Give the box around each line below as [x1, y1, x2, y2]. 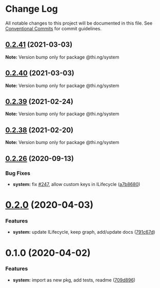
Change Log [5, 3, 58, 15]
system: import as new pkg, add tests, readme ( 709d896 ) [12, 277, 136, 283]
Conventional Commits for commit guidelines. [5, 25, 102, 31]
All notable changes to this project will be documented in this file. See [5, 20, 153, 26]
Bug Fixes [5, 170, 31, 177]
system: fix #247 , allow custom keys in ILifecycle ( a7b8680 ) [12, 181, 141, 187]
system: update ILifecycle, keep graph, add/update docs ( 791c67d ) [12, 229, 155, 235]
